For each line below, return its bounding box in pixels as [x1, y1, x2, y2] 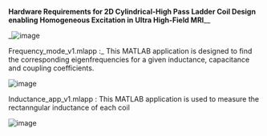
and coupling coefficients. [8, 63, 95, 73]
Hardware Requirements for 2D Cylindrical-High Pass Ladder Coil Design [8, 7, 257, 16]
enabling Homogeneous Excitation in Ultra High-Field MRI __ [8, 15, 211, 25]
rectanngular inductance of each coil [8, 103, 131, 112]
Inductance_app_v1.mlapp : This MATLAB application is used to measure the [8, 94, 259, 103]
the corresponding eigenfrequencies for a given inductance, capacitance [8, 55, 250, 64]
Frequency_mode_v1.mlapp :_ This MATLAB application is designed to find [8, 46, 253, 55]
